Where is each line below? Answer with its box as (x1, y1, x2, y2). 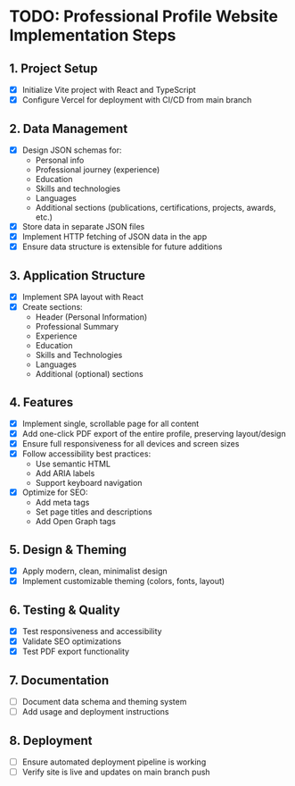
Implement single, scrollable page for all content (21, 418, 200, 429)
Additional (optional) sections (35, 369, 144, 380)
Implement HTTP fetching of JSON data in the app (21, 231, 208, 242)
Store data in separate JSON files (21, 222, 145, 231)
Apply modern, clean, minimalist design (21, 565, 168, 577)
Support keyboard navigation (35, 478, 143, 489)
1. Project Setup (9, 61, 98, 76)
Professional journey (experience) (35, 164, 160, 175)
